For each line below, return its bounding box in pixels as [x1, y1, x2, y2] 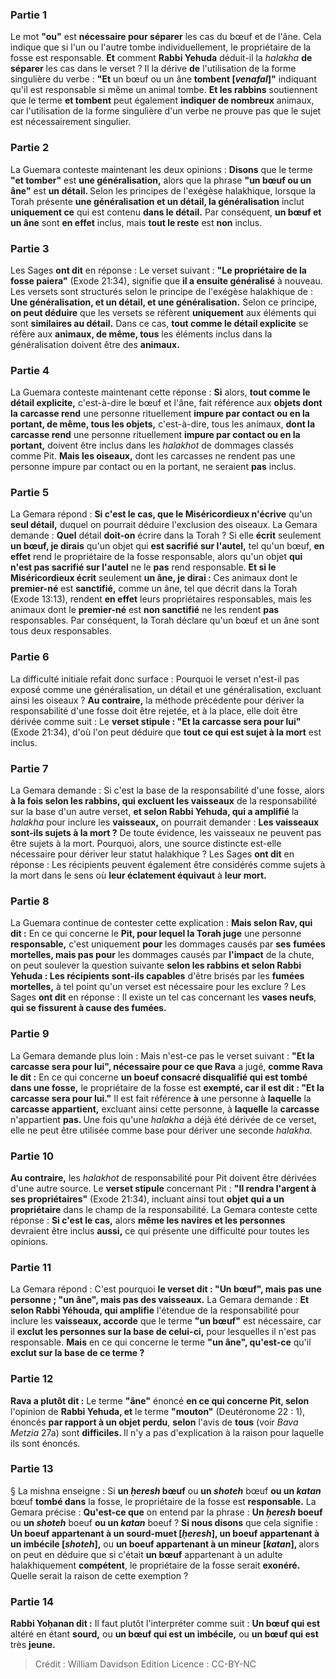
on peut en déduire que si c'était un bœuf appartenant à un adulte [10, 1548, 283, 1560]
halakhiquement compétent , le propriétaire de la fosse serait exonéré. [10, 1559, 300, 1571]
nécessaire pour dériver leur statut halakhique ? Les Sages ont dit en [10, 848, 295, 860]
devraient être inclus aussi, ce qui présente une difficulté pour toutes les [10, 1224, 310, 1237]
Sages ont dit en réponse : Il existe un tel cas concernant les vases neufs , [10, 991, 317, 1003]
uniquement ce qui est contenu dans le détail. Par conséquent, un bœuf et [10, 206, 322, 218]
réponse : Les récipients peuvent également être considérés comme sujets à [10, 859, 326, 871]
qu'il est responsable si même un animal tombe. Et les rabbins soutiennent [10, 84, 318, 96]
